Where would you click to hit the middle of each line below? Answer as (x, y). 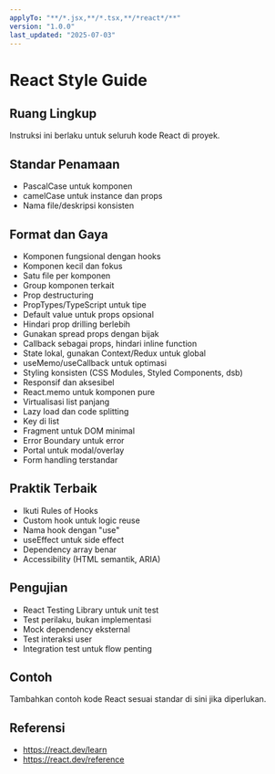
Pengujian (39, 588)
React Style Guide (79, 80)
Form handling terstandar (70, 460)
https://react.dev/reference (73, 759)
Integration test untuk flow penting (87, 648)
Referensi (37, 728)
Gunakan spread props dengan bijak (91, 334)
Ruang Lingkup (53, 114)
